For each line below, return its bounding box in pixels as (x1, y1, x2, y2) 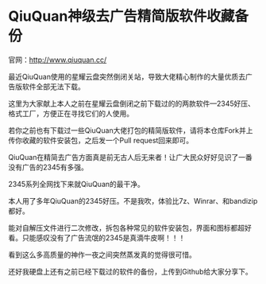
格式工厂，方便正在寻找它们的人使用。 (8, 108, 133, 118)
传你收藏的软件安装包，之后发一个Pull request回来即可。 (8, 135, 194, 145)
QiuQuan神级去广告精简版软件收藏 (8, 7, 235, 25)
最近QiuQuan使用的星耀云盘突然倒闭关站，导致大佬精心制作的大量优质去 (8, 72, 246, 81)
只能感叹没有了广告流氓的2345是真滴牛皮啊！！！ (21, 232, 186, 243)
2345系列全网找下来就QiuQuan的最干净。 (8, 179, 145, 189)
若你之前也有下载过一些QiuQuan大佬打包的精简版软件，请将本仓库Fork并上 (8, 125, 253, 135)
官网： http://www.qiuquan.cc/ (8, 55, 107, 64)
